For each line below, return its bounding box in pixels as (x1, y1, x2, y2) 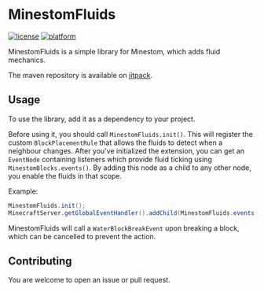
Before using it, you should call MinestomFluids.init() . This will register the (8, 129, 253, 139)
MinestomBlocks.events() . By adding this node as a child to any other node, (8, 163, 251, 172)
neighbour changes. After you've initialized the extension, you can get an (8, 146, 245, 155)
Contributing (8, 254, 72, 268)
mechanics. (8, 55, 46, 65)
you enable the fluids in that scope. (8, 171, 123, 180)
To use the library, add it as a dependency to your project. (8, 114, 196, 124)
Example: (8, 187, 38, 196)
